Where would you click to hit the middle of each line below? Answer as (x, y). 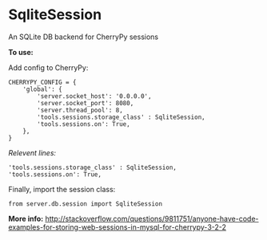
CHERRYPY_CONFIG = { (43, 82)
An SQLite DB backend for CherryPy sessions (83, 37)
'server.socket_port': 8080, (86, 103)
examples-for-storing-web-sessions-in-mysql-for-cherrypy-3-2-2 (117, 227)
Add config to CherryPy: (48, 67)
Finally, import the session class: (62, 189)
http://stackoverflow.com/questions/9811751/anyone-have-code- (152, 218)
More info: (26, 218)
